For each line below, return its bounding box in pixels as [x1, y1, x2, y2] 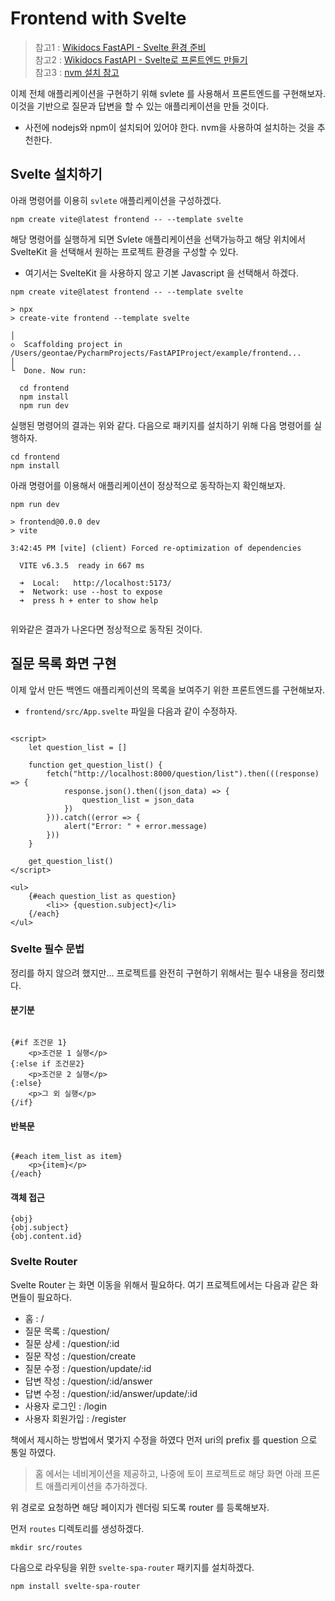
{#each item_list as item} [10, 1152, 123, 1162]
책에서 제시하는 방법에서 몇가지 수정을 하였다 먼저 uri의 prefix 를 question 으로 [10, 1433, 318, 1446]
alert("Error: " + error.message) [63, 821, 208, 831]
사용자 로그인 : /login [24, 1400, 108, 1412]
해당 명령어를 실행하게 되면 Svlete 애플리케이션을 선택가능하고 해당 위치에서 [10, 233, 306, 245]
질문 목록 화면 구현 [10, 655, 117, 672]
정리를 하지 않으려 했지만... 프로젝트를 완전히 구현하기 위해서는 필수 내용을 [10, 967, 298, 979]
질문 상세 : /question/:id [24, 1337, 120, 1349]
